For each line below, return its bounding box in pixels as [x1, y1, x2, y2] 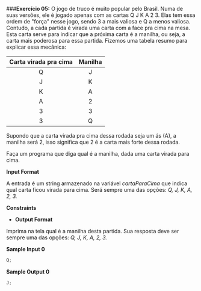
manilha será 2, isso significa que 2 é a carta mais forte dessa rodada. [6, 138, 181, 145]
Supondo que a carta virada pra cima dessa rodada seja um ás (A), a [6, 132, 176, 139]
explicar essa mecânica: [6, 43, 66, 51]
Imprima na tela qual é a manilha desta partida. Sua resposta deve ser [6, 228, 179, 234]
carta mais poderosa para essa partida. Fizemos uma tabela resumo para [6, 37, 188, 44]
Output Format [14, 216, 53, 223]
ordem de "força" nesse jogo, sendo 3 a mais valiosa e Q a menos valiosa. [6, 18, 191, 25]
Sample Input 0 [6, 246, 45, 253]
